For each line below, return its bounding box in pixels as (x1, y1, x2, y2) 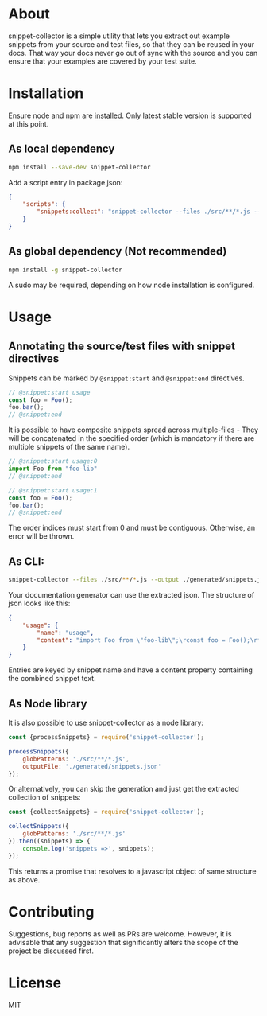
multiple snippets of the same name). (8, 442, 130, 452)
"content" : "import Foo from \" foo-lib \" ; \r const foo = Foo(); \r (37, 636, 258, 644)
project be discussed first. (8, 946, 94, 956)
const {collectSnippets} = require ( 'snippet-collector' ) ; (8, 808, 204, 816)
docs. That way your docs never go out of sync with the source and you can (8, 48, 258, 57)
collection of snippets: (8, 792, 81, 802)
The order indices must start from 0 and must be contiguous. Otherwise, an (8, 523, 256, 533)
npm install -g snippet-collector (8, 266, 123, 274)
